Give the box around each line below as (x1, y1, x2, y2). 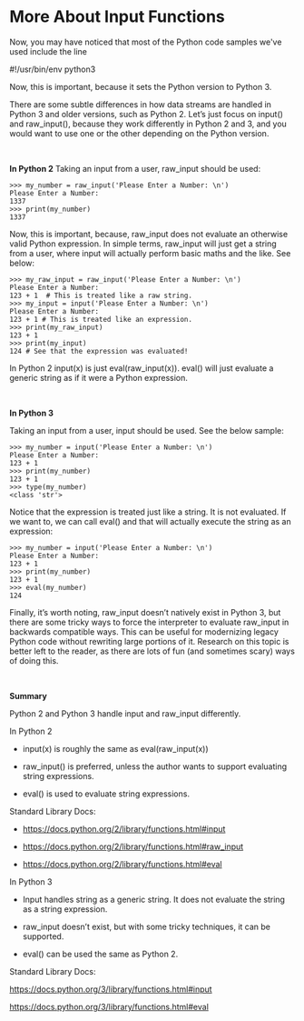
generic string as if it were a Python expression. (9, 372, 188, 383)
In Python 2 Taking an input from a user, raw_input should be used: (9, 163, 261, 174)
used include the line (9, 45, 88, 56)
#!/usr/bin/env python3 (9, 64, 96, 75)
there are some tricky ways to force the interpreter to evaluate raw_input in (9, 616, 289, 627)
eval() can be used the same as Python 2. (22, 948, 179, 959)
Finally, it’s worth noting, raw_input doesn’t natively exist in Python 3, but (9, 606, 281, 617)
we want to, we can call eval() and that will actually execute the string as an (9, 516, 292, 526)
